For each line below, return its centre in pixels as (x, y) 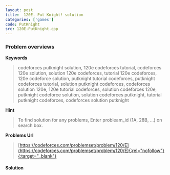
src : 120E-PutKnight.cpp (32, 29)
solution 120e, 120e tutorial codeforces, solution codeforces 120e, (87, 89)
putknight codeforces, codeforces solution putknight (73, 101)
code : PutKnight (23, 24)
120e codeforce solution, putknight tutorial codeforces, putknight (86, 79)
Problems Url (19, 135)
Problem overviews (30, 47)
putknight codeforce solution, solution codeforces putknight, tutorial (90, 95)
